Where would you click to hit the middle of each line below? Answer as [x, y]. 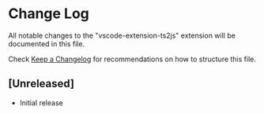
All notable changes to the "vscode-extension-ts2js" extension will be [122, 35]
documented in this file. [47, 43]
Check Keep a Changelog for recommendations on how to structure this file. [132, 59]
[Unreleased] [41, 84]
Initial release [41, 102]
